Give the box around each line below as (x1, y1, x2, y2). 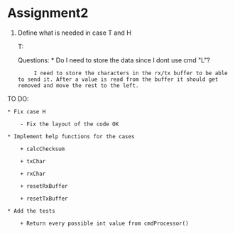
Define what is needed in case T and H (17, 28, 131, 37)
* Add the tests (7, 207, 55, 214)
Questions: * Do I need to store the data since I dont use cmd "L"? (17, 55, 211, 65)
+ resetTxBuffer (20, 195, 69, 202)
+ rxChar (20, 170, 46, 177)
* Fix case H (7, 108, 46, 115)
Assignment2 (7, 5, 89, 21)
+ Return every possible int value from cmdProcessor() (20, 220, 190, 227)
